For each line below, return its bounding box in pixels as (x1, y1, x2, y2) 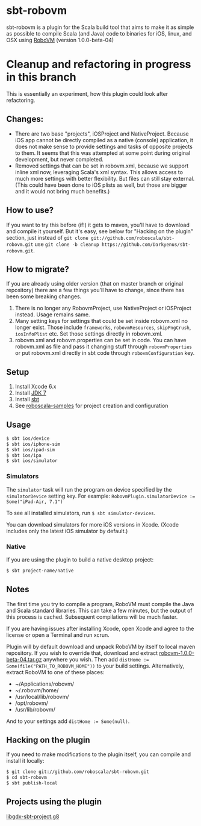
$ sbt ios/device (6, 435, 50, 442)
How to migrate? (6, 264, 69, 274)
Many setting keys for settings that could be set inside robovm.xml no (14, 318, 188, 325)
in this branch (6, 70, 76, 84)
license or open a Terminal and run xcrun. (6, 631, 110, 639)
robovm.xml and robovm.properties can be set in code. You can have (14, 337, 187, 344)
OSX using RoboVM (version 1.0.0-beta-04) (6, 36, 114, 43)
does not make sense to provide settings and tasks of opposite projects (14, 143, 193, 150)
